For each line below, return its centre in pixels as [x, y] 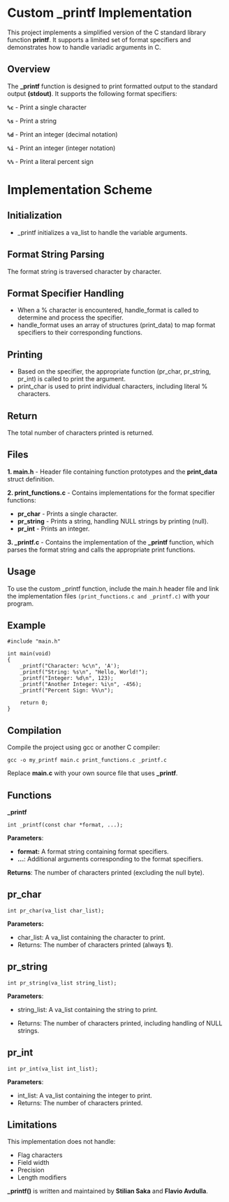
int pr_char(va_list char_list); [56, 910]
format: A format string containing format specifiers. [93, 852]
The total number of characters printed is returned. [80, 433]
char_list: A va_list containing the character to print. [91, 937]
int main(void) [29, 654]
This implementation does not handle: [61, 1142]
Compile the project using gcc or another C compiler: [84, 747]
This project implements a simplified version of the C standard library [106, 32]
